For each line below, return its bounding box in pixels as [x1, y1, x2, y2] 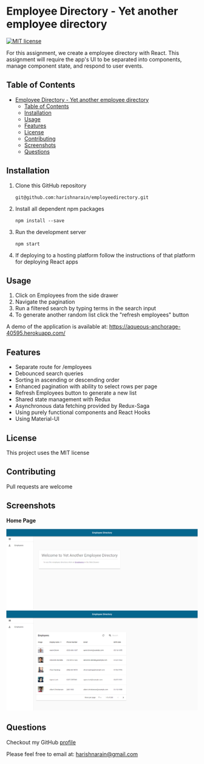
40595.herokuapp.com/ [6, 329, 66, 337]
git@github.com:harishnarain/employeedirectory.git [15, 194, 149, 201]
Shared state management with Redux [15, 396, 111, 403]
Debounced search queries [15, 370, 84, 377]
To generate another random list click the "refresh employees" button [15, 311, 189, 318]
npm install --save [15, 218, 65, 224]
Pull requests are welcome [6, 483, 73, 490]
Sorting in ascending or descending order [15, 376, 120, 384]
